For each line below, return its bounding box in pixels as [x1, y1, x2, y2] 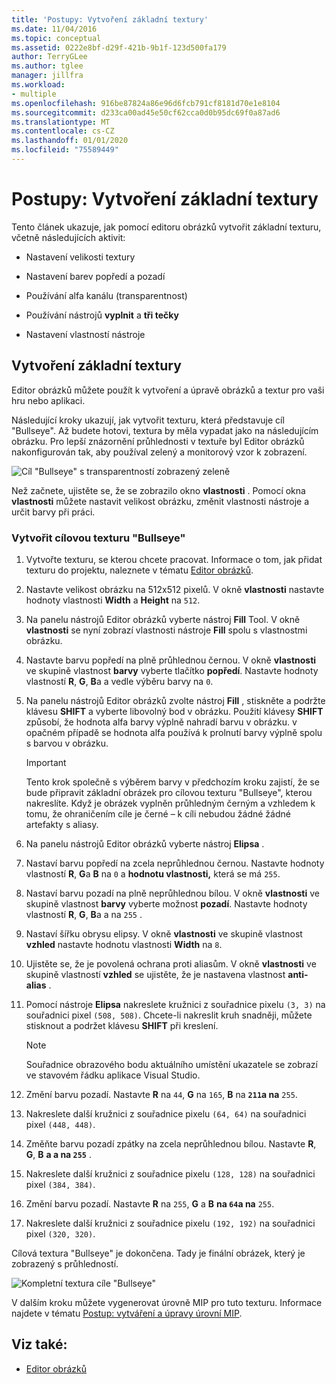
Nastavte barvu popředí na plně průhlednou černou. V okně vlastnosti [25, 654, 317, 666]
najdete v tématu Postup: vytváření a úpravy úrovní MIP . [11, 1307, 243, 1319]
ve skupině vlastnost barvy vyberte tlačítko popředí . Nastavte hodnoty [25, 664, 319, 676]
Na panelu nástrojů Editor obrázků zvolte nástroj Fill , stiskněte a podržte [25, 694, 326, 706]
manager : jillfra [11, 71, 84, 81]
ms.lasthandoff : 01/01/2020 [11, 136, 129, 146]
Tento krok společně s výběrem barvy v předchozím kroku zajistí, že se [25, 776, 320, 788]
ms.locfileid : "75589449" [11, 145, 119, 155]
